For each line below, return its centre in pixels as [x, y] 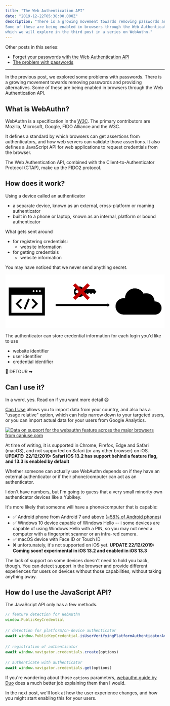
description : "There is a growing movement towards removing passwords [82, 21]
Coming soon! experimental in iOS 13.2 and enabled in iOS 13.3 [80, 551]
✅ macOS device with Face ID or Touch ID [56, 539]
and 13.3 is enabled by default [37, 461]
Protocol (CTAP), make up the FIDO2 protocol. [53, 168]
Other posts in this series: [32, 47]
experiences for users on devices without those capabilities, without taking [83, 571]
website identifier [31, 351]
